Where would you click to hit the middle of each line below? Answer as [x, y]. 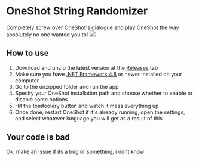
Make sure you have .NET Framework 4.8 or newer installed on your [98, 74]
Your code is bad [38, 137]
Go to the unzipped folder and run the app [67, 86]
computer [27, 80]
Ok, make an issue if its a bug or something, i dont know [75, 151]
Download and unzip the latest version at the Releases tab [86, 67]
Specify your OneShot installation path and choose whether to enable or [104, 93]
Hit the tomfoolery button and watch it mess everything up [87, 106]
